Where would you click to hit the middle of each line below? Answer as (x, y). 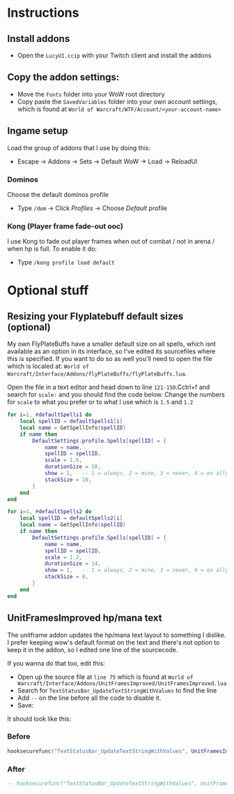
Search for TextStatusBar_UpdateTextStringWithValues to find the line (117, 690)
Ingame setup (38, 131)
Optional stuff (48, 291)
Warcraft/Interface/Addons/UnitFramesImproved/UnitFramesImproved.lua (122, 683)
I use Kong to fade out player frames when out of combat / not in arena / (111, 242)
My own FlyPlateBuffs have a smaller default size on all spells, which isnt (111, 344)
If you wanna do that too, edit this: (56, 663)
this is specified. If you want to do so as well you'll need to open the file (110, 359)
